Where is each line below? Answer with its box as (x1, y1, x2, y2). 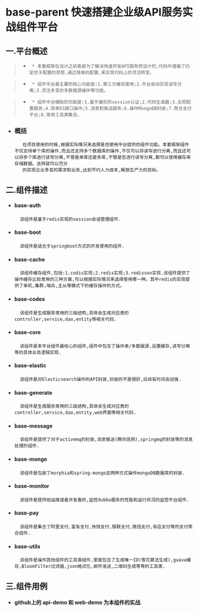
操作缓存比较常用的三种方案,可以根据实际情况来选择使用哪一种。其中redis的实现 (14, 276, 186, 282)
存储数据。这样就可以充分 (14, 161, 68, 167)
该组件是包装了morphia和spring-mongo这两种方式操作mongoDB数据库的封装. (20, 470, 185, 476)
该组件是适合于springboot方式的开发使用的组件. (20, 243, 125, 250)
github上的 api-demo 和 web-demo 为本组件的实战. (14, 599, 142, 606)
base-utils (14, 543, 41, 550)
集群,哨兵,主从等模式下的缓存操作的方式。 (35, 283, 125, 289)
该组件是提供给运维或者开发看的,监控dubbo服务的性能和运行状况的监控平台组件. (20, 497, 189, 503)
